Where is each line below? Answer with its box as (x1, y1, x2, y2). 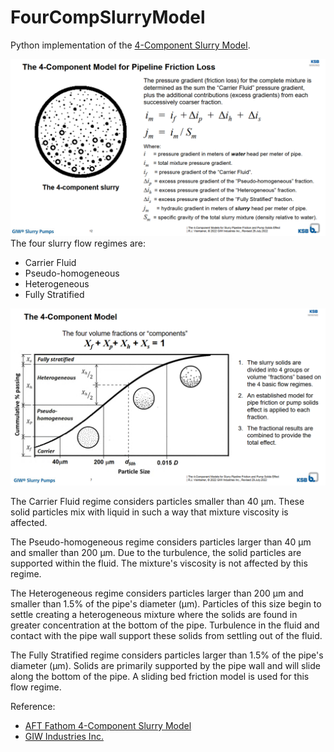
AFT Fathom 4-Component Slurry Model (24, 719, 192, 731)
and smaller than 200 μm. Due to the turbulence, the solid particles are (10, 546, 302, 558)
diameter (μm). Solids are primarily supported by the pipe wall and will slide (10, 659, 321, 671)
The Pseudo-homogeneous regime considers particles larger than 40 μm (10, 536, 312, 548)
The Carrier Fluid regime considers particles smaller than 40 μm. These (10, 495, 305, 507)
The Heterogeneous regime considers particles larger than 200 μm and (10, 587, 304, 599)
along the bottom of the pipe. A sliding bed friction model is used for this (10, 670, 310, 682)
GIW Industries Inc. (24, 730, 104, 742)
